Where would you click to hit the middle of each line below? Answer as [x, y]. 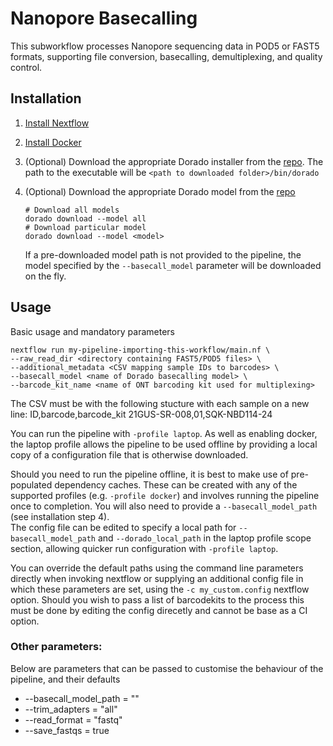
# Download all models [72, 210]
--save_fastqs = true [67, 730]
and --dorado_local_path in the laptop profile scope [204, 538]
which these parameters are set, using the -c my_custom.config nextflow [160, 589]
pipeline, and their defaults [65, 679]
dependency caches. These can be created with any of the [176, 484]
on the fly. [45, 276]
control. [26, 67]
